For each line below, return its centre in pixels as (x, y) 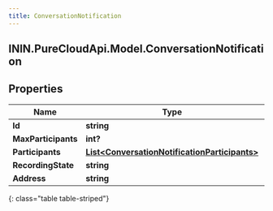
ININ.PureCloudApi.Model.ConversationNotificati (136, 49)
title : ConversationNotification (65, 16)
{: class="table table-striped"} (59, 198)
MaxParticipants (45, 139)
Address (29, 178)
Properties (36, 89)
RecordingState (43, 165)
